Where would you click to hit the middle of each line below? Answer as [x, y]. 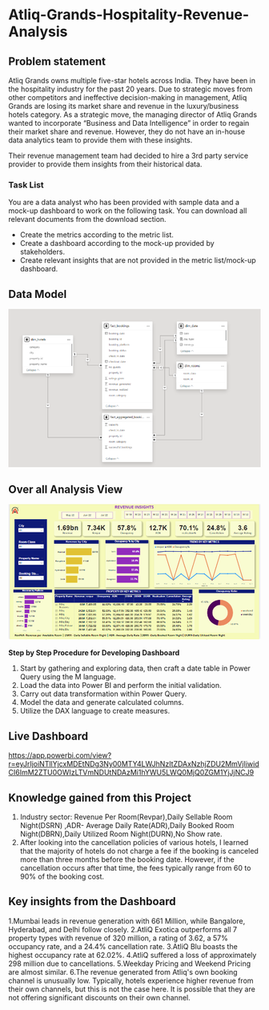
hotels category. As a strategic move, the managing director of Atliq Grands [133, 115]
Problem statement [57, 61]
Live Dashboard [48, 736]
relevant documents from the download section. [87, 219]
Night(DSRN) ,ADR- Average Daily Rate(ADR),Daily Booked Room [127, 825]
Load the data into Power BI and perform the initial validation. [120, 686]
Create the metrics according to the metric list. [97, 235]
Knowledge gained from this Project [100, 797]
